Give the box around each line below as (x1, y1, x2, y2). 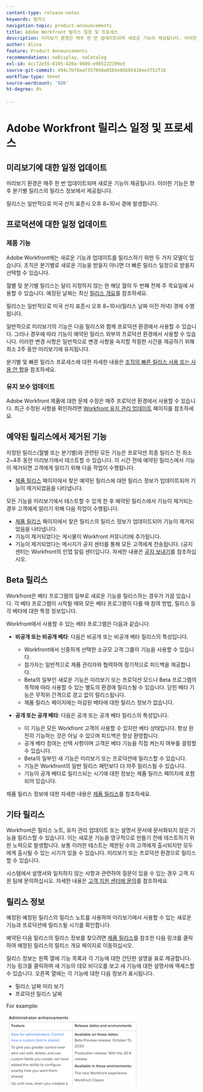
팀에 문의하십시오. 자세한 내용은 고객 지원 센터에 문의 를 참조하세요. (12, 877, 169, 885)
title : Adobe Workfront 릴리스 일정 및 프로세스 (6, 29, 118, 35)
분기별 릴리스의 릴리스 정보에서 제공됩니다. (12, 187, 113, 194)
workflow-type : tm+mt (6, 73, 61, 80)
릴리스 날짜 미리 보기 (14, 983, 64, 990)
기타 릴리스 (6, 810, 45, 819)
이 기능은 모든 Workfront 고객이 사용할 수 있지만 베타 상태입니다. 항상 (24, 724, 188, 732)
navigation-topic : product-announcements (6, 22, 112, 28)
